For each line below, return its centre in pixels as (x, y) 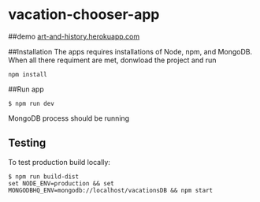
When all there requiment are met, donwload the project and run (112, 60)
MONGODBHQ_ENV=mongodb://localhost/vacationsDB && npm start (111, 190)
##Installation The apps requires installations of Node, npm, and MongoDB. (130, 51)
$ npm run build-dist (44, 176)
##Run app (26, 89)
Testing (27, 143)
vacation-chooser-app (84, 15)
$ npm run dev (32, 103)
